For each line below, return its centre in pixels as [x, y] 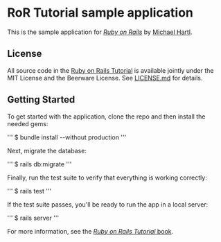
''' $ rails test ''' [29, 191]
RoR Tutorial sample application [100, 13]
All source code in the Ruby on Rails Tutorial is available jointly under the [110, 70]
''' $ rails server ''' [33, 218]
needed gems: [28, 123]
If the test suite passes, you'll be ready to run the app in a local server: [108, 204]
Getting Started [41, 100]
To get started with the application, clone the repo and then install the [106, 116]
